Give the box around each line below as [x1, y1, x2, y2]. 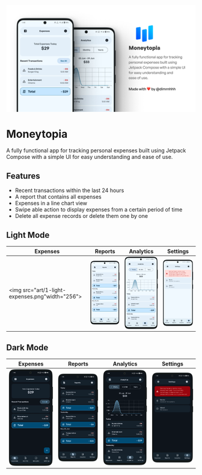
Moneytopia [6, 127, 68, 141]
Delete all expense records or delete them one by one [14, 213, 148, 220]
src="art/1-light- [23, 287, 66, 294]
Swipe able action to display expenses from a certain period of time [14, 206, 183, 213]
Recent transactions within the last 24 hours [14, 187, 124, 194]
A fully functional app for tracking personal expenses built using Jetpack [6, 147, 186, 154]
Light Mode [6, 230, 50, 240]
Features [6, 170, 40, 181]
